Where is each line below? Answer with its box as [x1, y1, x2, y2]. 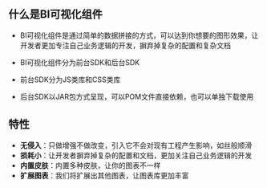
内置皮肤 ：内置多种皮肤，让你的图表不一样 [19, 160, 161, 170]
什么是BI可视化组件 [8, 7, 103, 22]
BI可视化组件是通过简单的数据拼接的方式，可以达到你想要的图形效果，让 [19, 31, 259, 40]
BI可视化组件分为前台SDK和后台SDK [19, 57, 140, 67]
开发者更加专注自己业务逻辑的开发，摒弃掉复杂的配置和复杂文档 [19, 40, 231, 50]
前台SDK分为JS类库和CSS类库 [19, 75, 121, 84]
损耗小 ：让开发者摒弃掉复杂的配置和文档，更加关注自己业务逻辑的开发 [19, 150, 253, 160]
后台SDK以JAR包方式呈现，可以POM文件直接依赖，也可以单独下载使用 [19, 92, 254, 101]
